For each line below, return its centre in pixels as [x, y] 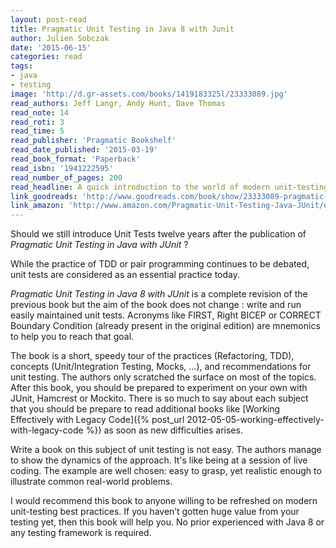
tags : [21, 66]
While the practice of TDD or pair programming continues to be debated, [160, 264]
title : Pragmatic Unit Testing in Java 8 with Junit [122, 29]
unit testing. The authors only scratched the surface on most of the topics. [163, 377]
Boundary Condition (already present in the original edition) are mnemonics [165, 326]
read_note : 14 [40, 112]
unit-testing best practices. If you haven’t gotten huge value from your [155, 512]
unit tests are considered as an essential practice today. [125, 275]
